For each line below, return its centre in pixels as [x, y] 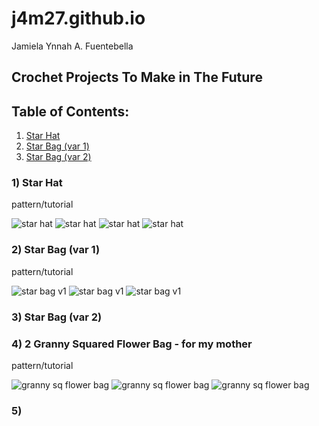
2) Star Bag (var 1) [56, 250]
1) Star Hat [37, 183]
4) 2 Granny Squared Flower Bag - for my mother [132, 344]
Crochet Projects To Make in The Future [137, 77]
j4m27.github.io [78, 18]
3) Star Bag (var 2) [57, 317]
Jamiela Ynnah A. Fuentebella [72, 46]
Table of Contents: [70, 111]
